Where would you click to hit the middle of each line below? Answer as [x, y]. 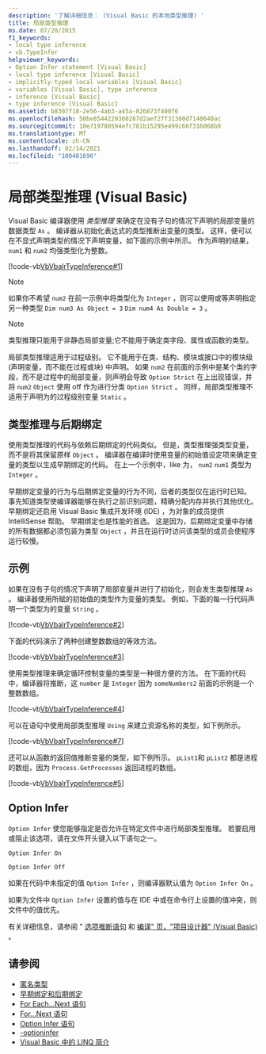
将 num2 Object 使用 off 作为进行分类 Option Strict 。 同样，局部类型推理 [127, 387]
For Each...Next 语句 [53, 1004]
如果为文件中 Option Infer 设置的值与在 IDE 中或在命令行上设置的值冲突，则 [133, 899]
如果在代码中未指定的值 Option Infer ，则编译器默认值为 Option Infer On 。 [133, 883]
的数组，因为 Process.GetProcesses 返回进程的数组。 [94, 767]
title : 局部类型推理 [38, 23]
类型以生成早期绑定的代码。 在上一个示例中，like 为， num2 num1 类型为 [137, 464]
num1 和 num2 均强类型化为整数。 [60, 251]
